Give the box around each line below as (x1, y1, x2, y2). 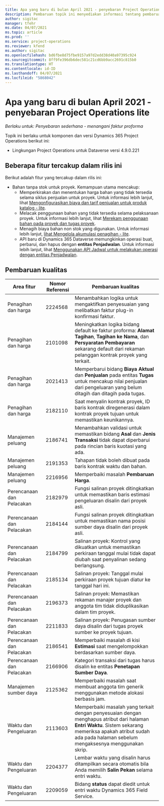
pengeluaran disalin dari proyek (75, 498, 147, 504)
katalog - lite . (19, 205, 46, 211)
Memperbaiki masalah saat (75, 677, 137, 684)
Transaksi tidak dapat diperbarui (75, 437, 150, 444)
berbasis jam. (75, 696, 106, 703)
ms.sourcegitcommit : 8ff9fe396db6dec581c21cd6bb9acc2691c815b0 (5, 57, 137, 62)
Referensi (46, 286, 69, 293)
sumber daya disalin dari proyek (75, 523, 148, 530)
